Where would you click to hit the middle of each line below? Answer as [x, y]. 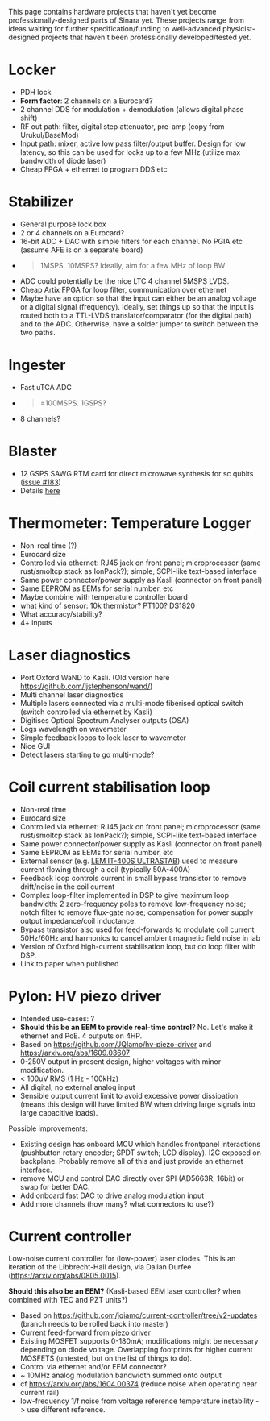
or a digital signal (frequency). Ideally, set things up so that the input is [137, 306]
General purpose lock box [63, 224]
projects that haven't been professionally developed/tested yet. [146, 37]
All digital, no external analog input [77, 1087]
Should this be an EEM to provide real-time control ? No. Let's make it [137, 1027]
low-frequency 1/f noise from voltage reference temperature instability [137, 1401]
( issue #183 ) [41, 482]
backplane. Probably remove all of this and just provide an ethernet [131, 1161]
